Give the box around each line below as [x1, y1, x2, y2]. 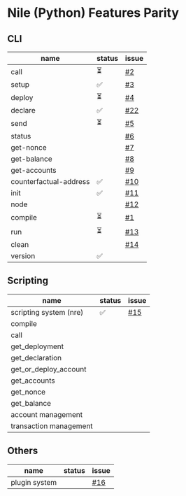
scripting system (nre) [10, 307, 84, 317]
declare [10, 106, 36, 115]
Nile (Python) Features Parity [7, 5, 180, 21]
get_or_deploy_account [10, 364, 87, 374]
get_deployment [10, 341, 64, 351]
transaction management [10, 421, 93, 431]
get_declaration [10, 353, 62, 362]
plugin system [10, 477, 57, 487]
